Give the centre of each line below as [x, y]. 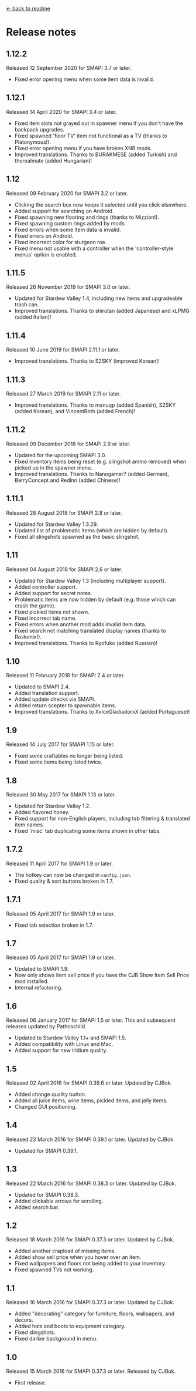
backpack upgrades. [39, 129]
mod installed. [32, 981]
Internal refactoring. [38, 988]
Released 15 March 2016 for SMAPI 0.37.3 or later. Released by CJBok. [91, 1371]
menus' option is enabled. [46, 254]
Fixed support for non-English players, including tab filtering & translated [102, 818]
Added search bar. [37, 1207]
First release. [30, 1383]
